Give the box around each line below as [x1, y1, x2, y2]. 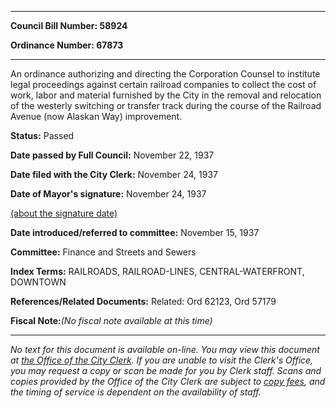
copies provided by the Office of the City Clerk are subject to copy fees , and [10, 376, 326, 387]
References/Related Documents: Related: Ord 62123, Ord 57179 [10, 296, 277, 307]
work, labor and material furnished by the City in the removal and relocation [10, 89, 322, 101]
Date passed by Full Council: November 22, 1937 [10, 149, 215, 161]
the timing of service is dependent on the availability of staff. [10, 386, 262, 398]
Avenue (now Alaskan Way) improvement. [10, 111, 183, 122]
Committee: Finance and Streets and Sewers [10, 246, 197, 258]
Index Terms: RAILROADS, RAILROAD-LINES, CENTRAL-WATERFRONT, [10, 266, 305, 277]
